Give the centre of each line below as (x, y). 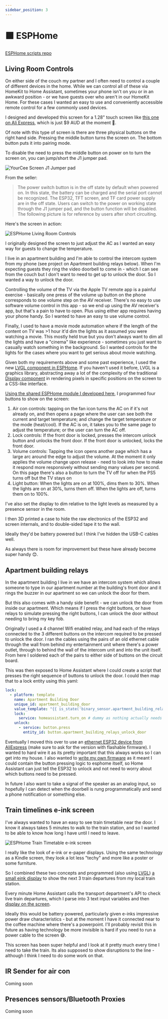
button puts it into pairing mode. (38, 143)
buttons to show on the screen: (37, 399)
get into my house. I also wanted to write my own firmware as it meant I (79, 758)
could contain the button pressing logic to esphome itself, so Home (74, 763)
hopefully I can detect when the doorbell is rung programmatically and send (83, 789)
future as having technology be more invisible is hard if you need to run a (80, 930)
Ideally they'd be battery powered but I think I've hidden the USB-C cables (82, 534)
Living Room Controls (39, 69)
